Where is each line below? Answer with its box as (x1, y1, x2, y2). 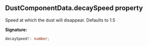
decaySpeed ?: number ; (5, 36, 50, 41)
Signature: (5, 27, 27, 33)
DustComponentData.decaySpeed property (5, 4, 143, 12)
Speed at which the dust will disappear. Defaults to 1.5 (5, 17, 115, 23)
